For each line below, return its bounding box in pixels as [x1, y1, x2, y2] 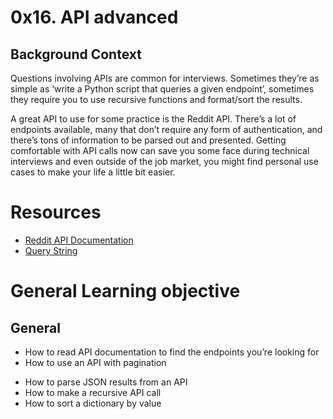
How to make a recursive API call [24, 386, 162, 398]
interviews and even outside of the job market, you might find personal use [10, 156, 319, 167]
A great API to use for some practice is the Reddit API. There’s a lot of [10, 113, 297, 125]
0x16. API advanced [10, 6, 179, 29]
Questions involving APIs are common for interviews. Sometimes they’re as [10, 72, 320, 84]
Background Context [10, 46, 142, 63]
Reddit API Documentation [24, 234, 134, 246]
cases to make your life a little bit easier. [10, 166, 176, 178]
